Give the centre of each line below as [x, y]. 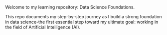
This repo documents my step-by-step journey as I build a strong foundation [83, 17]
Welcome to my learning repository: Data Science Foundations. [70, 7]
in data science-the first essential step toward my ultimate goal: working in [82, 22]
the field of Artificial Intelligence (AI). [43, 27]
